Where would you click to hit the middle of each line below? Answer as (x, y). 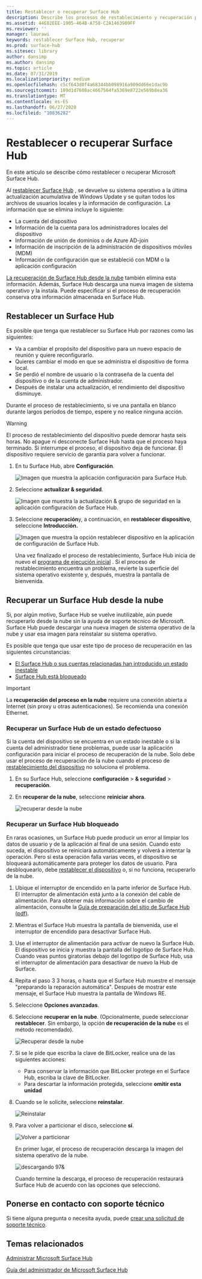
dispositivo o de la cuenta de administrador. (69, 381)
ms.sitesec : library (32, 51)
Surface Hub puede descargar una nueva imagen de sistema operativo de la (101, 627)
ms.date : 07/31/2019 (32, 74)
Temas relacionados (45, 1244)
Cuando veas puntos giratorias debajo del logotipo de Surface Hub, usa (104, 956)
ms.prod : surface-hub (33, 46)
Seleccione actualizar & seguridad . (59, 490)
